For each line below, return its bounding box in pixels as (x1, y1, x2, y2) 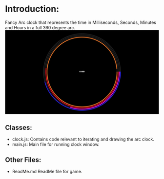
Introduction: (5, 3, 60, 15)
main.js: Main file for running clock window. (12, 142, 100, 147)
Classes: (5, 123, 33, 132)
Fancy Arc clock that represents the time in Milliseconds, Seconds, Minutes (5, 19, 156, 25)
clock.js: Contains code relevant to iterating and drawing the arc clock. (12, 136, 155, 142)
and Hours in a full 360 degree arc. (5, 24, 76, 30)
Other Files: (5, 156, 41, 164)
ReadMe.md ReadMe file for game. (12, 169, 82, 175)
